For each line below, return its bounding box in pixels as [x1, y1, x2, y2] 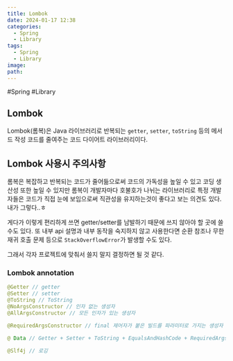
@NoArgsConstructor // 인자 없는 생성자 [7, 303, 116, 310]
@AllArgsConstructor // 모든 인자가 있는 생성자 [7, 310, 136, 317]
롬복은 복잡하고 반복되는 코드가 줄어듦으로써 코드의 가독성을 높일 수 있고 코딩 [7, 178, 215, 186]
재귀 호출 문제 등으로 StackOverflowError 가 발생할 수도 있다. [7, 235, 172, 244]
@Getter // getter [7, 284, 60, 291]
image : [7, 62, 26, 69]
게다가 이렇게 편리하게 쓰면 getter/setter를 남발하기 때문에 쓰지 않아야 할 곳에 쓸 [7, 218, 224, 226]
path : [7, 68, 23, 75]
